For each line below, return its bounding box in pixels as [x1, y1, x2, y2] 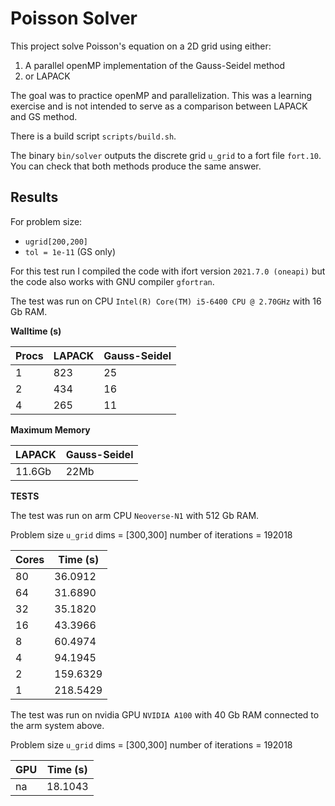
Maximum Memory [10, 423, 91, 436]
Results [10, 189, 59, 206]
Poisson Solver [10, 7, 138, 30]
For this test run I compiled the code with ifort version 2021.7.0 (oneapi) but [10, 265, 326, 277]
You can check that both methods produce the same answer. [10, 160, 262, 172]
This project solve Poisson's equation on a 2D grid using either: [10, 40, 272, 52]
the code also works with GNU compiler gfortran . [10, 275, 215, 287]
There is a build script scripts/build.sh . [10, 130, 177, 142]
